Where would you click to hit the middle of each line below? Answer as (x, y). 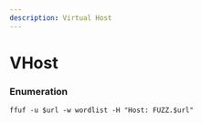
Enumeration (39, 91)
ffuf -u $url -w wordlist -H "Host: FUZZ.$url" (102, 110)
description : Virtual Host (61, 18)
